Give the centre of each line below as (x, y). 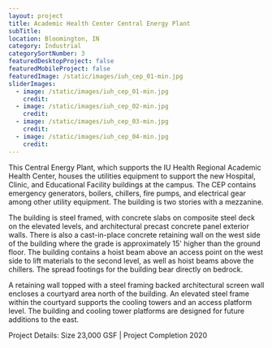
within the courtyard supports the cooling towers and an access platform (130, 302)
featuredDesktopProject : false (61, 62)
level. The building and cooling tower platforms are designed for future (127, 311)
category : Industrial (45, 46)
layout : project (36, 16)
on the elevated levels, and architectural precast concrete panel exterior (129, 226)
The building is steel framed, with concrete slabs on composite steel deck (132, 217)
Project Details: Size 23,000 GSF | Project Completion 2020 (108, 335)
